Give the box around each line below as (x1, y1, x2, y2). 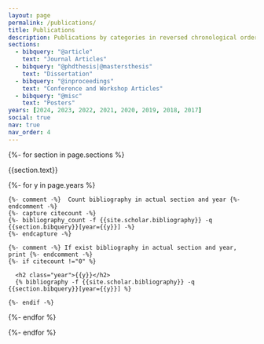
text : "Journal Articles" (22, 56, 108, 64)
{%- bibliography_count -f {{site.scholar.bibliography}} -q (8, 216, 213, 224)
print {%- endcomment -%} (8, 251, 93, 258)
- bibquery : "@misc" (15, 92, 82, 100)
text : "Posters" (22, 99, 76, 107)
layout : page (8, 11, 51, 20)
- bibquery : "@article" (15, 48, 93, 56)
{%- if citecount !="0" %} (8, 257, 97, 265)
